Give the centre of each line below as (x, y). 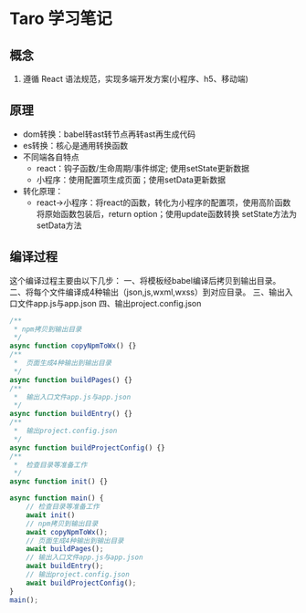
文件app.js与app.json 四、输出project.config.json (109, 303)
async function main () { (57, 498)
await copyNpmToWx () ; (67, 532)
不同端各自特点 (51, 157)
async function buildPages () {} (71, 379)
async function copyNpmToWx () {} (73, 346)
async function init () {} (58, 482)
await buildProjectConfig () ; (81, 583)
